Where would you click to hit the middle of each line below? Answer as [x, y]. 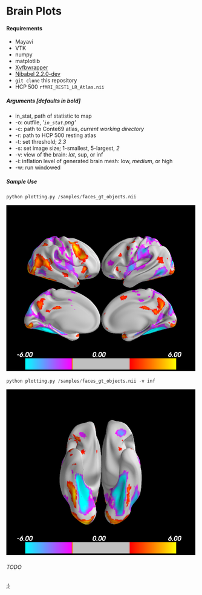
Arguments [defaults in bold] [44, 101]
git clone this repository [46, 81]
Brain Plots [34, 11]
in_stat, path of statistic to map [53, 116]
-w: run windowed [38, 167]
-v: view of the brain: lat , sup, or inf [59, 155]
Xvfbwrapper [31, 67]
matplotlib [28, 61]
